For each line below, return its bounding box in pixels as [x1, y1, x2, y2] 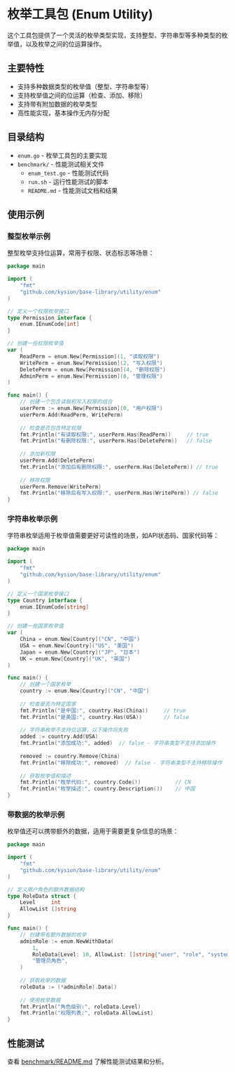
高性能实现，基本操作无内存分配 [17, 108, 110, 117]
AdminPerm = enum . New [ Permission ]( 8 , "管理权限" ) [20, 373, 163, 380]
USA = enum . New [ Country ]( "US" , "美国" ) [20, 642, 134, 649]
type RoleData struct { [7, 892, 77, 899]
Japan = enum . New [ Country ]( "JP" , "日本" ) [20, 649, 141, 656]
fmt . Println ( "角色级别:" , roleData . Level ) [20, 1003, 141, 1010]
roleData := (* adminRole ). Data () [20, 984, 117, 991]
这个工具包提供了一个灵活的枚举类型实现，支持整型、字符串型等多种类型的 [7, 31, 222, 39]
